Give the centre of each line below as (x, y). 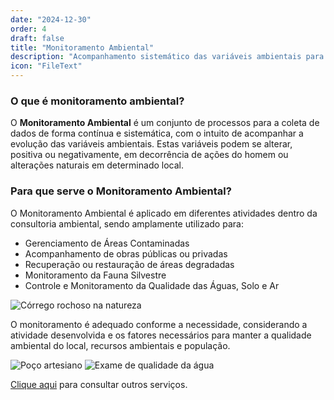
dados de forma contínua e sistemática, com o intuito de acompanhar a (157, 133)
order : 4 (28, 29)
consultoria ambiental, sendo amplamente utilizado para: (127, 223)
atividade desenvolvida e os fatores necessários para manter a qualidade (161, 335)
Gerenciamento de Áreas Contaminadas (107, 243)
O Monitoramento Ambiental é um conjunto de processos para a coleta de (165, 123)
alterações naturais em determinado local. (97, 165)
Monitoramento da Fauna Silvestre (95, 275)
